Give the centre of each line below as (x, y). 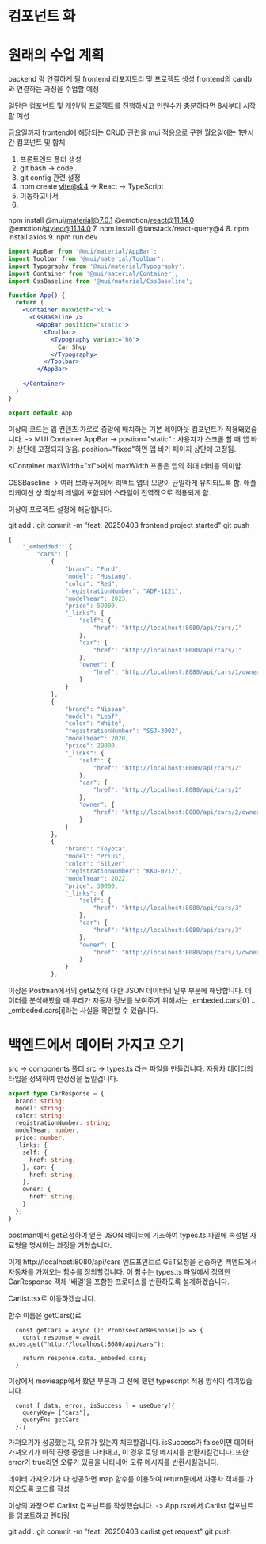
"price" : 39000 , (91, 886)
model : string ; (40, 1108)
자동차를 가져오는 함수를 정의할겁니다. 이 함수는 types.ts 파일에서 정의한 (120, 1271)
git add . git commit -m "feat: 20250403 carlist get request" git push (120, 1531)
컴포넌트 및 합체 (41, 143)
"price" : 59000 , (91, 606)
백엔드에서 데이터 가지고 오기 (96, 1045)
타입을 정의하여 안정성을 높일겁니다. (63, 1078)
